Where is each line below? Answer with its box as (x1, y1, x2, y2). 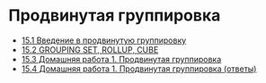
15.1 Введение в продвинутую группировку (21, 35, 187, 46)
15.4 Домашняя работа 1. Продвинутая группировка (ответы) (21, 63, 257, 74)
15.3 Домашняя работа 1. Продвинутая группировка (21, 54, 222, 64)
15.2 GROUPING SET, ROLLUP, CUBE (21, 44, 159, 54)
